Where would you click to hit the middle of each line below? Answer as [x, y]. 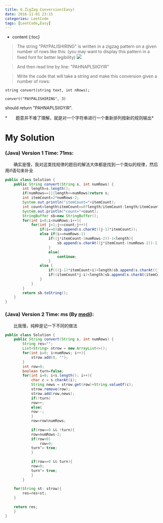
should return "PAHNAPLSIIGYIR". [39, 108]
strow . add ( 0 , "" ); [49, 357]
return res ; [26, 507]
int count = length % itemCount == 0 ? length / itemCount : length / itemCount [91, 207]
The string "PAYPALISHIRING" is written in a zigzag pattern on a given [87, 46]
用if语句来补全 [19, 170]
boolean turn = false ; [43, 371]
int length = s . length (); [46, 189]
